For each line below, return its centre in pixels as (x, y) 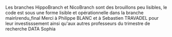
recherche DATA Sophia (31, 29)
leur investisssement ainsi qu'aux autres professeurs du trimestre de (78, 23)
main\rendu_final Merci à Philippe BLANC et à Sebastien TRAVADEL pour (82, 18)
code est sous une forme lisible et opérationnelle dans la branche (74, 13)
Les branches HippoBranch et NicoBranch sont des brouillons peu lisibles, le (86, 7)
